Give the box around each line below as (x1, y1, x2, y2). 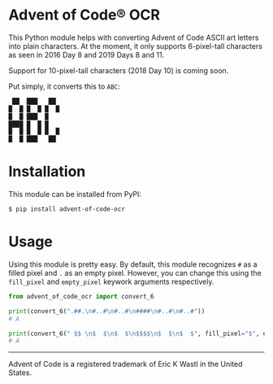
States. (8, 368, 32, 377)
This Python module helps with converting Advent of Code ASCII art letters (8, 33, 259, 42)
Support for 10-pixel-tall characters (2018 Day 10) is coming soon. (8, 65, 229, 75)
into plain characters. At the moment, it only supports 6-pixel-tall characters (8, 41, 262, 50)
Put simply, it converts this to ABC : (8, 81, 120, 91)
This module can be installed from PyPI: (8, 190, 142, 199)
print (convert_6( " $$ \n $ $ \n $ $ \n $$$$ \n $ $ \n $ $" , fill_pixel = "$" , (8, 329, 260, 338)
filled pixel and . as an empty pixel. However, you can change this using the (8, 268, 262, 277)
